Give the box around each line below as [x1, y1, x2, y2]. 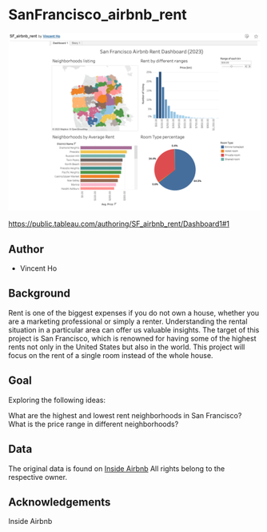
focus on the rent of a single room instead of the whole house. [8, 350, 213, 360]
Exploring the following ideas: [8, 395, 106, 405]
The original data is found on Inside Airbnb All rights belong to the [8, 463, 225, 474]
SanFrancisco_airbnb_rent [8, 6, 188, 24]
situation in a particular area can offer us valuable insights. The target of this [8, 324, 260, 334]
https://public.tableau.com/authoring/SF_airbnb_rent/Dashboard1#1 [8, 219, 230, 229]
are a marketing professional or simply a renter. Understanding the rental [8, 316, 248, 326]
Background [8, 287, 70, 300]
